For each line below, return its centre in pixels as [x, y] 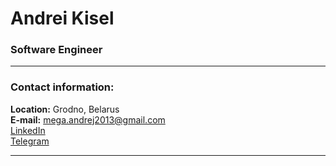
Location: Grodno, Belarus [65, 109]
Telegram [30, 141]
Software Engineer [56, 50]
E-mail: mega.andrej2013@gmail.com [88, 119]
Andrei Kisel [62, 18]
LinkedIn [28, 130]
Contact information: [62, 87]
